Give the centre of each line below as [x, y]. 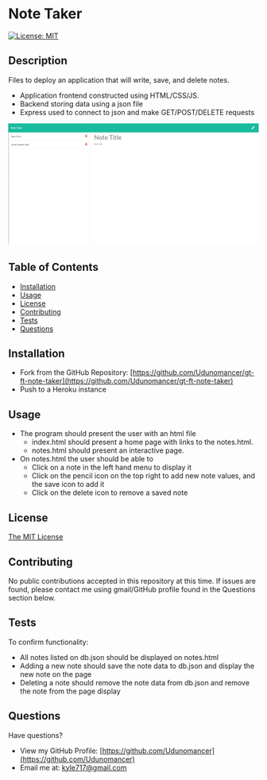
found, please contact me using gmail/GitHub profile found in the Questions [132, 589]
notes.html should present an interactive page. [108, 450]
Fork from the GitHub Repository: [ [76, 373]
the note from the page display [70, 691]
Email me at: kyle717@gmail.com [73, 767]
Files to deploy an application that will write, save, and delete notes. [119, 79]
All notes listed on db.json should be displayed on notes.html [119, 657]
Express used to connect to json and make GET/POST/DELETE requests [137, 112]
